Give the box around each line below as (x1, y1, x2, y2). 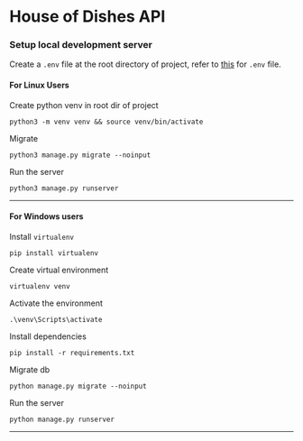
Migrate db (9, 363, 50, 375)
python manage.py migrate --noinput (9, 381, 147, 390)
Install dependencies (9, 331, 87, 342)
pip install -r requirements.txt (9, 348, 135, 357)
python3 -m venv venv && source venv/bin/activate (9, 117, 204, 126)
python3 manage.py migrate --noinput (9, 151, 151, 160)
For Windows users (9, 211, 84, 222)
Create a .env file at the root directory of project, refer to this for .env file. (9, 59, 281, 69)
